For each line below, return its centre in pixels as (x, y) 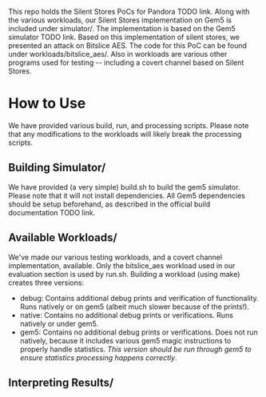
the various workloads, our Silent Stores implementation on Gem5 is (120, 20)
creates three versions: (46, 283)
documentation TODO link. (52, 212)
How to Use (47, 104)
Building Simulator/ (57, 168)
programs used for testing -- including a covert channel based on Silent (126, 62)
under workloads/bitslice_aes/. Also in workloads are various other (118, 54)
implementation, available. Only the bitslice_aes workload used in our (122, 265)
